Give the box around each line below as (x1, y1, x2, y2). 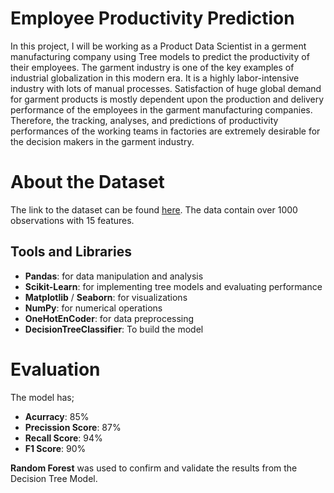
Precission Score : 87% (24, 421, 122, 433)
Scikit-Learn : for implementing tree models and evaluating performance (24, 280, 323, 292)
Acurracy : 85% (24, 410, 90, 422)
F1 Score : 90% (24, 442, 87, 454)
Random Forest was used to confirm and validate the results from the (10, 462, 298, 474)
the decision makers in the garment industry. (10, 135, 195, 147)
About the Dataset (10, 171, 165, 194)
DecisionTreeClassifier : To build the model (24, 323, 204, 335)
